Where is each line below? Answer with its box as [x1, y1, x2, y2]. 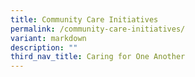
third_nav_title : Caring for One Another [10, 52, 186, 62]
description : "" [10, 42, 78, 53]
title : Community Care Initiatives [10, 14, 159, 25]
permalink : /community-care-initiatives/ [10, 24, 186, 34]
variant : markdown [10, 33, 87, 43]
